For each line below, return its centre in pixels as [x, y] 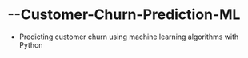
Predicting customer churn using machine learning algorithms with [129, 37]
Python [31, 44]
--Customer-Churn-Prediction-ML [124, 15]
